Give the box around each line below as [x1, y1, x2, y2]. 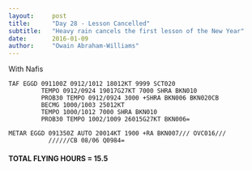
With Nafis [8, 64, 44, 74]
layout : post [8, 11, 67, 20]
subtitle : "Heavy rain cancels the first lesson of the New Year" [8, 27, 245, 35]
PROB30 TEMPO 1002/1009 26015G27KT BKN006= [41, 115, 190, 124]
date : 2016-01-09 [8, 34, 89, 43]
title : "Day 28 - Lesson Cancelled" [8, 19, 151, 28]
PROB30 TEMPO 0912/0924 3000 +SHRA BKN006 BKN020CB [41, 94, 220, 102]
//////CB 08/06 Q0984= [48, 137, 126, 145]
